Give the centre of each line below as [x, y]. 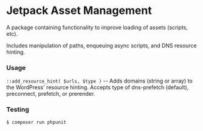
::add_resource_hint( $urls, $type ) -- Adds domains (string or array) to [99, 81]
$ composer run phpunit [36, 122]
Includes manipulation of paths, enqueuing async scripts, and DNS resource [101, 45]
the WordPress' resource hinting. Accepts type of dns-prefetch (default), [98, 87]
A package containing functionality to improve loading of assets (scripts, [97, 27]
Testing [18, 110]
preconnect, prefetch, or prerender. [51, 94]
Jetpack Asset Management [79, 11]
